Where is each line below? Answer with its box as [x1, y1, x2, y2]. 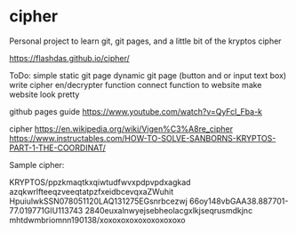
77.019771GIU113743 [9, 205, 84, 215]
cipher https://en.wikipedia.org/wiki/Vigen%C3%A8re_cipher [9, 123, 234, 134]
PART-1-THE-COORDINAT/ [9, 142, 107, 153]
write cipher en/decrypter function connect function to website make [9, 79, 262, 90]
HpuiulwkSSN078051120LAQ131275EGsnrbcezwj [9, 196, 188, 206]
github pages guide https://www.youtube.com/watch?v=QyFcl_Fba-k [9, 106, 263, 116]
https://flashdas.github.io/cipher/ [9, 52, 131, 63]
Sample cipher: [9, 159, 65, 170]
